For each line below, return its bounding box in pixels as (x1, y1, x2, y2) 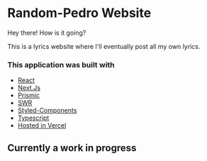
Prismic (17, 91, 40, 100)
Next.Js (17, 84, 41, 92)
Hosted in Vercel (17, 121, 67, 130)
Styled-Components (17, 106, 77, 115)
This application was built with (7, 60, 115, 70)
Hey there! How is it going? (7, 28, 86, 37)
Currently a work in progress (7, 142, 137, 154)
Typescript (17, 113, 50, 122)
